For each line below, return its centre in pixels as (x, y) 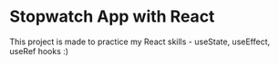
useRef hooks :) (39, 51)
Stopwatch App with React (112, 17)
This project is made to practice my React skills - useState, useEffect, (140, 42)
